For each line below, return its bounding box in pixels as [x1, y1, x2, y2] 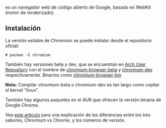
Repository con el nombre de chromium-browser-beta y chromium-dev [5, 66, 153, 72]
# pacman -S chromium [5, 52, 51, 57]
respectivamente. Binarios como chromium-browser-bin [5, 72, 122, 78]
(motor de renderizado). [5, 10, 55, 16]
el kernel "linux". [5, 87, 39, 93]
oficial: [5, 43, 19, 49]
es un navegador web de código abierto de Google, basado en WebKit [5, 5, 151, 10]
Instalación [5, 24, 41, 33]
